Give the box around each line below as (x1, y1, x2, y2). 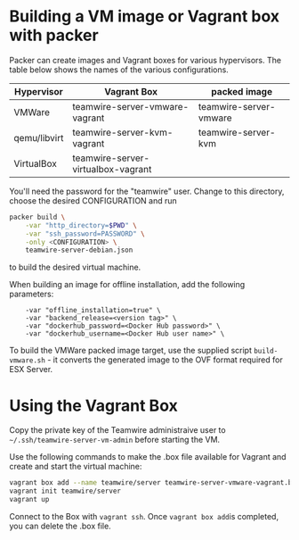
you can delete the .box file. (9, 520, 111, 531)
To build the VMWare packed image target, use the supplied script (9, 345, 252, 356)
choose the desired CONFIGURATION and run (9, 195, 178, 206)
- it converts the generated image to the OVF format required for (47, 354, 283, 365)
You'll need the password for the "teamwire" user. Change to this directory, (9, 186, 285, 196)
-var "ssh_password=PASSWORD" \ (25, 229, 145, 238)
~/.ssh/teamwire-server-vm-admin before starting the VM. (9, 435, 221, 445)
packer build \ (9, 212, 66, 221)
